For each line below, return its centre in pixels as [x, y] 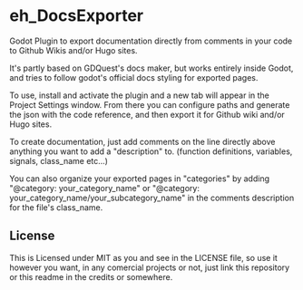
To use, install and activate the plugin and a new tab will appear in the [140, 95]
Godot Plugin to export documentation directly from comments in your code [151, 41]
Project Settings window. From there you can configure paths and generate [150, 104]
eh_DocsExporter [77, 16]
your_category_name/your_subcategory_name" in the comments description [152, 198]
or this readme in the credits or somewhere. [91, 276]
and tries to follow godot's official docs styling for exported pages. [134, 77]
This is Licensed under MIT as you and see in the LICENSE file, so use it [144, 257]
